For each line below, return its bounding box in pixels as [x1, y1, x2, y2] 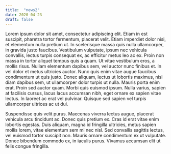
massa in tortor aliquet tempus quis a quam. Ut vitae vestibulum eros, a [5, 58, 155, 64]
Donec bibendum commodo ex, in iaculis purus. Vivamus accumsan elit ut [5, 138, 161, 144]
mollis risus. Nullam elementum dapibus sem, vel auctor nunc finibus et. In [5, 63, 162, 69]
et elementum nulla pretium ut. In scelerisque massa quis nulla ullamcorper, [5, 42, 164, 48]
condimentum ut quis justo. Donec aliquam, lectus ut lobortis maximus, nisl [5, 74, 163, 80]
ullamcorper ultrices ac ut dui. [5, 101, 68, 107]
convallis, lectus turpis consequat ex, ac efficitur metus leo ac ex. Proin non [5, 52, 164, 58]
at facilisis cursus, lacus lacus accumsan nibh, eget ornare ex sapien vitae [5, 90, 161, 97]
